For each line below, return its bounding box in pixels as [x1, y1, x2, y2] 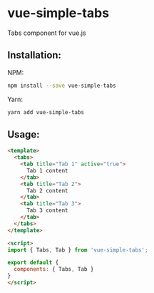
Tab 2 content [26, 187, 69, 194]
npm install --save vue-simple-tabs [7, 82, 116, 89]
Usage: [7, 128, 41, 140]
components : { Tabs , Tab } [14, 266, 94, 273]
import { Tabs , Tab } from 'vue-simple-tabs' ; [7, 246, 148, 254]
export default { [7, 259, 59, 267]
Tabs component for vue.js [7, 29, 87, 37]
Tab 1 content [26, 167, 69, 174]
